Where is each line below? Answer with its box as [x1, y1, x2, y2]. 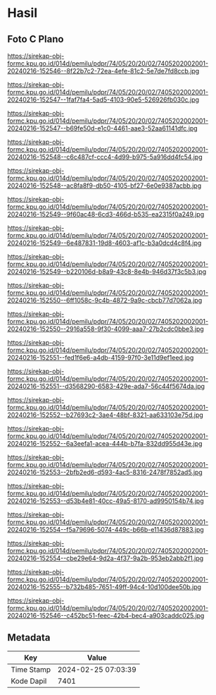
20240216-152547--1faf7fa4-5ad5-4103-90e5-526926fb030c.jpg [7, 95, 199, 104]
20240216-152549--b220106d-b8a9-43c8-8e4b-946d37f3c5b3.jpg [7, 267, 207, 276]
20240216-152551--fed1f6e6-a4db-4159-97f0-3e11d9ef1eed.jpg [7, 353, 194, 361]
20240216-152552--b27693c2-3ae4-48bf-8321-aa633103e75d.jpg [7, 411, 204, 419]
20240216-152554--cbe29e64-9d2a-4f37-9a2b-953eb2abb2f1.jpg [7, 554, 204, 562]
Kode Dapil [11, 676, 47, 686]
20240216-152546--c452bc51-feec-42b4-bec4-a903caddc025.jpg [7, 612, 205, 620]
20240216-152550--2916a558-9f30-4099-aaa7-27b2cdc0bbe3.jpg [7, 325, 204, 333]
